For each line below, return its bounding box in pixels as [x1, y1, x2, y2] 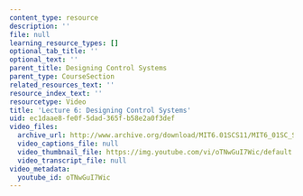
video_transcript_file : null [17, 155, 127, 165]
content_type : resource [9, 13, 99, 23]
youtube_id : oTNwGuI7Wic [17, 173, 111, 182]
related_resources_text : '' [9, 80, 115, 89]
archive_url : [17, 131, 67, 140]
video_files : [9, 123, 59, 132]
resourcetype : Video [9, 97, 87, 107]
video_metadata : [9, 164, 70, 173]
